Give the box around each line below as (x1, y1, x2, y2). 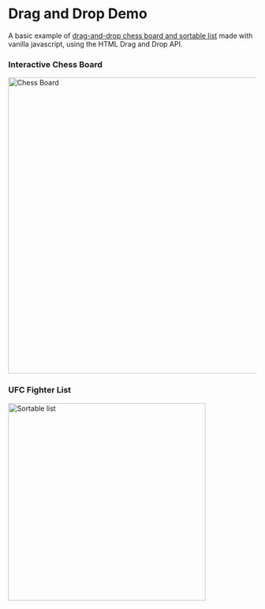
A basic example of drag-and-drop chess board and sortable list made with (8, 31, 253, 40)
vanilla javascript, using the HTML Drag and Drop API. (8, 39, 183, 48)
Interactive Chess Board (8, 58, 103, 70)
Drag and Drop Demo (8, 5, 147, 23)
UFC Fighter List (8, 385, 72, 396)
